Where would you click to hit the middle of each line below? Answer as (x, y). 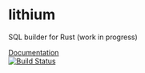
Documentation (34, 52)
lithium (32, 15)
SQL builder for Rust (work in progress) (73, 37)
